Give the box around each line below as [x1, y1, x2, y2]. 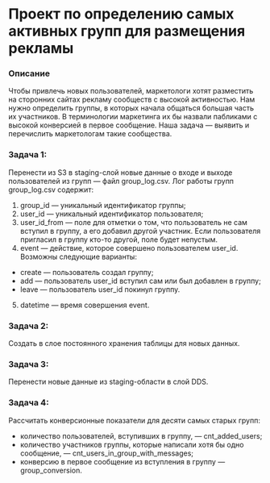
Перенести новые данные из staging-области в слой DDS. [8, 377, 209, 387]
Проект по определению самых [8, 5, 235, 23]
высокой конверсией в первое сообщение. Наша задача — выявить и [8, 120, 250, 130]
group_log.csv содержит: [8, 185, 94, 194]
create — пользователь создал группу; [19, 267, 154, 277]
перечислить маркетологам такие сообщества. [8, 129, 172, 139]
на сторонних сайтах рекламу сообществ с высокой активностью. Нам [8, 94, 255, 105]
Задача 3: [8, 359, 49, 369]
